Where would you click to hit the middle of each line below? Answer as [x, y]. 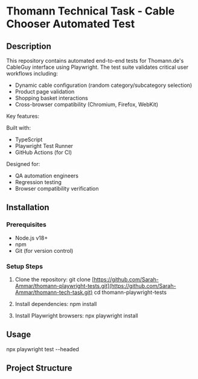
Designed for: [23, 164]
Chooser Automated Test [71, 24]
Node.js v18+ [31, 238]
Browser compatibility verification [57, 189]
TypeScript [29, 139]
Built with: [19, 128]
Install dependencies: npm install [56, 304]
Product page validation [45, 91]
